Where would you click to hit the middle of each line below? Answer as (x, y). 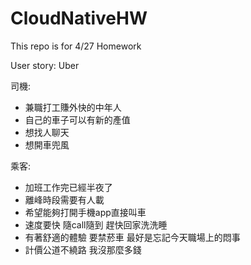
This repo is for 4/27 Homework (76, 46)
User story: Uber (45, 65)
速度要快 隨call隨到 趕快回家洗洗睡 (96, 224)
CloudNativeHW (79, 18)
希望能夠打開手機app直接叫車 (85, 212)
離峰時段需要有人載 (64, 199)
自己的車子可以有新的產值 (77, 119)
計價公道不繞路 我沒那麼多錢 (83, 249)
